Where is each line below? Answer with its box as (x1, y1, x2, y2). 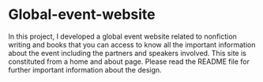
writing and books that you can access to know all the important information (8, 39, 256, 49)
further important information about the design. (8, 65, 162, 74)
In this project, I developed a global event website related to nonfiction (8, 32, 237, 41)
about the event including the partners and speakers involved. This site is (8, 48, 246, 58)
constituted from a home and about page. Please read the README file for (8, 57, 250, 66)
